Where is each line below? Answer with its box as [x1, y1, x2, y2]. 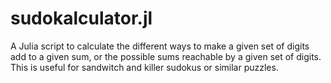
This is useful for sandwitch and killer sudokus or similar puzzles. [10, 61, 279, 73]
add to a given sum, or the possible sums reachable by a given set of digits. [10, 50, 322, 62]
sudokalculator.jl [10, 7, 153, 30]
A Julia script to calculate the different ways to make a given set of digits [10, 40, 310, 52]
